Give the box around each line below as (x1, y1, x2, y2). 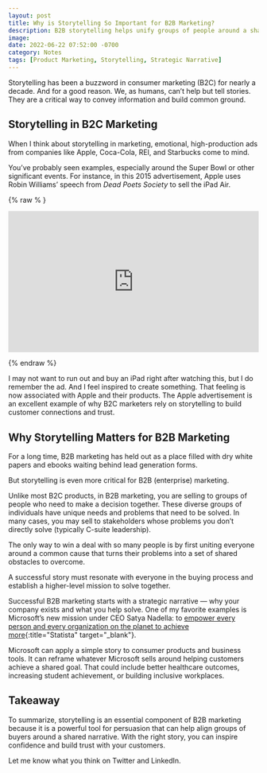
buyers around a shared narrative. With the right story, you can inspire (8, 732, 238, 741)
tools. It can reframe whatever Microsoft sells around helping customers (8, 654, 245, 663)
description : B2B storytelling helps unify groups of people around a (8, 26, 247, 34)
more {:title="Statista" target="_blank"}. (8, 630, 137, 639)
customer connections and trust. (8, 407, 115, 418)
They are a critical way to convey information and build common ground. (8, 95, 246, 104)
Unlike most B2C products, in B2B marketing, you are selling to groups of (8, 491, 248, 500)
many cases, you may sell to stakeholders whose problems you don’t (8, 516, 234, 526)
